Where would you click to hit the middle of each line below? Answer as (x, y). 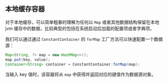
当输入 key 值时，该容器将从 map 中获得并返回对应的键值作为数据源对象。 (81, 74)
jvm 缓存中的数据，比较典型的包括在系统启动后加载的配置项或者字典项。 (80, 28)
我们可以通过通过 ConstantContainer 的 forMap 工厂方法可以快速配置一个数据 (84, 39)
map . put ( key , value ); (28, 59)
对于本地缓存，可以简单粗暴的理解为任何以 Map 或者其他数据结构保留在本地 (82, 22)
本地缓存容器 (25, 9)
